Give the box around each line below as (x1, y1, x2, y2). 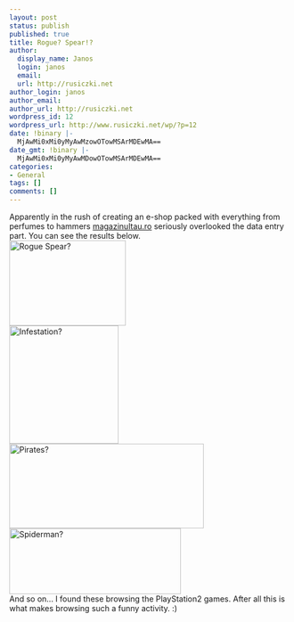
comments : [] (9, 187, 58, 196)
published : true (9, 29, 69, 38)
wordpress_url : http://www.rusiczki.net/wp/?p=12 (9, 121, 198, 130)
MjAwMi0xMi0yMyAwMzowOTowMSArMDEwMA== (17, 137, 162, 146)
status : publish (9, 21, 69, 30)
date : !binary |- (9, 129, 74, 138)
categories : (9, 162, 53, 171)
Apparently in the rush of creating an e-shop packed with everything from (9, 211, 281, 222)
